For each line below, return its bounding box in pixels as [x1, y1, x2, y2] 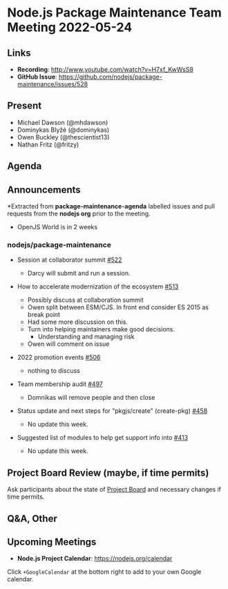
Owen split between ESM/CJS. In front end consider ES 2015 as [27, 303, 209, 311]
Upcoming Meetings [7, 536, 97, 548]
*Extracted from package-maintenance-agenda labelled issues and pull [7, 202, 216, 211]
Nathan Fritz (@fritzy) [17, 140, 79, 148]
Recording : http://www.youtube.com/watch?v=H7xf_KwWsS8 [17, 66, 193, 73]
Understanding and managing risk [37, 333, 135, 341]
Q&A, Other [7, 512, 57, 524]
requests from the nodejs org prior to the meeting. [7, 209, 151, 218]
